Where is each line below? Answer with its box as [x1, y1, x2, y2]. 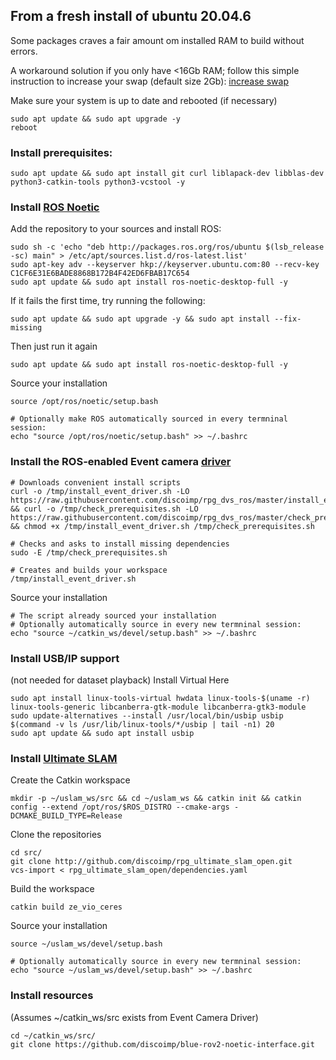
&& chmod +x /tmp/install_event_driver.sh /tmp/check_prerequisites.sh [10, 521, 315, 531]
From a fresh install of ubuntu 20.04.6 [10, 8, 252, 25]
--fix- [274, 314, 302, 324]
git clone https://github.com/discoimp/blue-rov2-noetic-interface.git [10, 1039, 315, 1049]
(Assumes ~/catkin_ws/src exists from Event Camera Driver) [10, 1011, 259, 1023]
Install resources [10, 989, 94, 1003]
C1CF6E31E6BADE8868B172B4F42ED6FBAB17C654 [10, 269, 190, 279]
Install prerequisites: [10, 145, 113, 159]
